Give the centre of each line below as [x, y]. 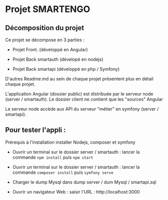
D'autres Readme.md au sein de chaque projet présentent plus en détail [79, 79]
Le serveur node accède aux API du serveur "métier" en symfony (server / [82, 109]
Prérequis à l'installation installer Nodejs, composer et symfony [70, 142]
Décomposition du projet [45, 28]
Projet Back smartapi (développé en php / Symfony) [66, 69]
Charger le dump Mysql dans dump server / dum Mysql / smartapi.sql [84, 182]
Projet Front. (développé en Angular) [50, 49]
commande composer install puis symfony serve [63, 172]
